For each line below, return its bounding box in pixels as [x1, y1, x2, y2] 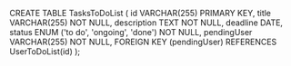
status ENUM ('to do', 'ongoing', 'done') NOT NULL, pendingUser [9, 27, 253, 37]
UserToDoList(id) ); [9, 46, 81, 57]
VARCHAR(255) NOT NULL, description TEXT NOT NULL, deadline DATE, [9, 17, 284, 28]
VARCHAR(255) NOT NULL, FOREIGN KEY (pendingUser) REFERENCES [9, 36, 277, 47]
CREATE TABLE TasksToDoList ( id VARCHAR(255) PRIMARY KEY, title [9, 8, 271, 18]
